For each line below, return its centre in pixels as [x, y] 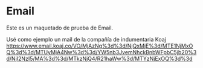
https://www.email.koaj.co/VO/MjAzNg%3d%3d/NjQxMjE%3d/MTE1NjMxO [100, 46]
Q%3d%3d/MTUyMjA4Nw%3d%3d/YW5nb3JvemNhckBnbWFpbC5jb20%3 [101, 52]
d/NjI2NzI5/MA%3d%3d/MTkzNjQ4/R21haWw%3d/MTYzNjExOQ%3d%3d [99, 58]
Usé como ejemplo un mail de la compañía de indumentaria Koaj [86, 39]
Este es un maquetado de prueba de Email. [60, 28]
